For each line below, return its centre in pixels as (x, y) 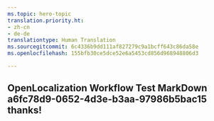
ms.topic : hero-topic (39, 14)
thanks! (25, 110)
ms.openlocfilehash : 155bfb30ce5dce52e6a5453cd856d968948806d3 (103, 54)
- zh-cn (19, 27)
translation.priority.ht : (46, 21)
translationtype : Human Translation (61, 40)
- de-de (19, 34)
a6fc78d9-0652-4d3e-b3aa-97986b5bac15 (107, 99)
